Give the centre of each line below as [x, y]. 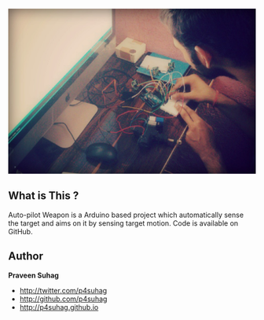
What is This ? [44, 196]
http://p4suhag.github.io [59, 307]
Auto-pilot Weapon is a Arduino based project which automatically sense [126, 215]
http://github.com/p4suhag [63, 299]
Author [26, 256]
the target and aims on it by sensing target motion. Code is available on [123, 223]
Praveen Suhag [33, 275]
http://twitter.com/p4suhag [63, 290]
